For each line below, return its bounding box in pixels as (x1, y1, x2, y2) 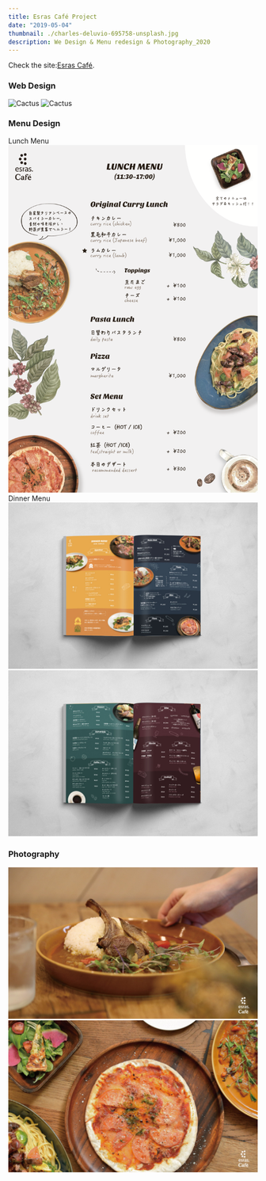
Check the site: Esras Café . (8, 60, 95, 70)
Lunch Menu (8, 135, 50, 146)
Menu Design (8, 118, 61, 129)
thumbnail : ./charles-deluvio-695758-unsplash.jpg (8, 29, 179, 37)
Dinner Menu (8, 493, 51, 503)
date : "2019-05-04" (8, 21, 73, 29)
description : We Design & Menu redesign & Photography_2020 (8, 38, 211, 46)
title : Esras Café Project (8, 13, 97, 21)
